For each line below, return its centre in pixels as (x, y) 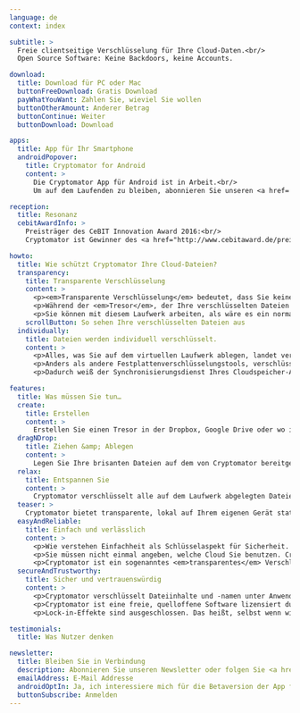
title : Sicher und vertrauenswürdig (94, 580)
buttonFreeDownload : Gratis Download (87, 91)
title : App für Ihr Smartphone (75, 149)
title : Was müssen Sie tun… (70, 397)
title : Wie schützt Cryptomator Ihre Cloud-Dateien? (117, 264)
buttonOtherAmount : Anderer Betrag (83, 108)
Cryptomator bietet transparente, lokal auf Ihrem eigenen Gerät (150, 513)
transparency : (43, 273)
